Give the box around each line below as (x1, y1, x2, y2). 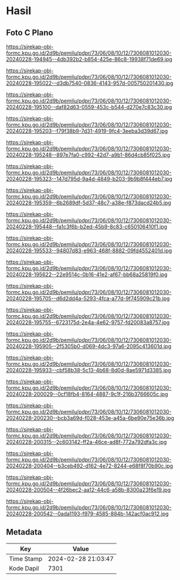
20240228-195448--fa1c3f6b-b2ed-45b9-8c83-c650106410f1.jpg (6, 223, 168, 230)
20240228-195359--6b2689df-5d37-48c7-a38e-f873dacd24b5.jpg (6, 199, 171, 206)
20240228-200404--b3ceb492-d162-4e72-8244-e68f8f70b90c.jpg (6, 462, 174, 469)
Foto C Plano (6, 28, 53, 38)
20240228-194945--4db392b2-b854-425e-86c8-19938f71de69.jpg (6, 56, 173, 62)
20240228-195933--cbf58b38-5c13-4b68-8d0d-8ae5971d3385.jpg (6, 367, 171, 373)
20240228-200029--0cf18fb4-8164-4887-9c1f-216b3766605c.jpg (6, 390, 168, 397)
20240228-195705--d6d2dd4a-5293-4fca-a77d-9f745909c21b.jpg (6, 295, 170, 301)
